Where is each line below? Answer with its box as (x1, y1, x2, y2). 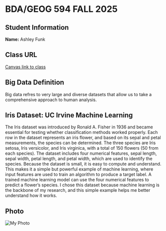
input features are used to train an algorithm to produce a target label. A (5, 172, 152, 177)
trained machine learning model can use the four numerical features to (5, 177, 150, 183)
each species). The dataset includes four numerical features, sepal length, (5, 150, 157, 157)
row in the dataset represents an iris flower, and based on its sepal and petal (5, 135, 161, 141)
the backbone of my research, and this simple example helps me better (5, 187, 151, 193)
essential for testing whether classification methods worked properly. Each (5, 129, 158, 135)
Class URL (5, 51, 37, 59)
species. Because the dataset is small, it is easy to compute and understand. (5, 161, 162, 167)
